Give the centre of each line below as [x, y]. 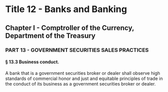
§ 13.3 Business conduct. [32, 62]
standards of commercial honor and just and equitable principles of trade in [84, 78]
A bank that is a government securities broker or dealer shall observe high [83, 73]
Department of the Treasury [51, 35]
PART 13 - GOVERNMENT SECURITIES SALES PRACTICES [77, 50]
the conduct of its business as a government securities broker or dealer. [81, 83]
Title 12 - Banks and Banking [66, 9]
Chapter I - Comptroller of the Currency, [70, 28]
